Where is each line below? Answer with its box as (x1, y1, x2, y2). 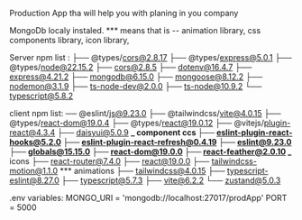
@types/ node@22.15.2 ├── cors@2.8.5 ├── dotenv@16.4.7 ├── (9, 62, 252, 72)
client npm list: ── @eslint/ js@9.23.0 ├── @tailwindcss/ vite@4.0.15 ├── (9, 108, 281, 118)
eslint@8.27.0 (9, 175, 60, 186)
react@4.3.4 (9, 127, 56, 138)
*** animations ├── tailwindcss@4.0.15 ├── (59, 166, 225, 176)
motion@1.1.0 (9, 166, 59, 176)
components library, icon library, (9, 35, 130, 45)
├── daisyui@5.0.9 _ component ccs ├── (57, 127, 215, 138)
